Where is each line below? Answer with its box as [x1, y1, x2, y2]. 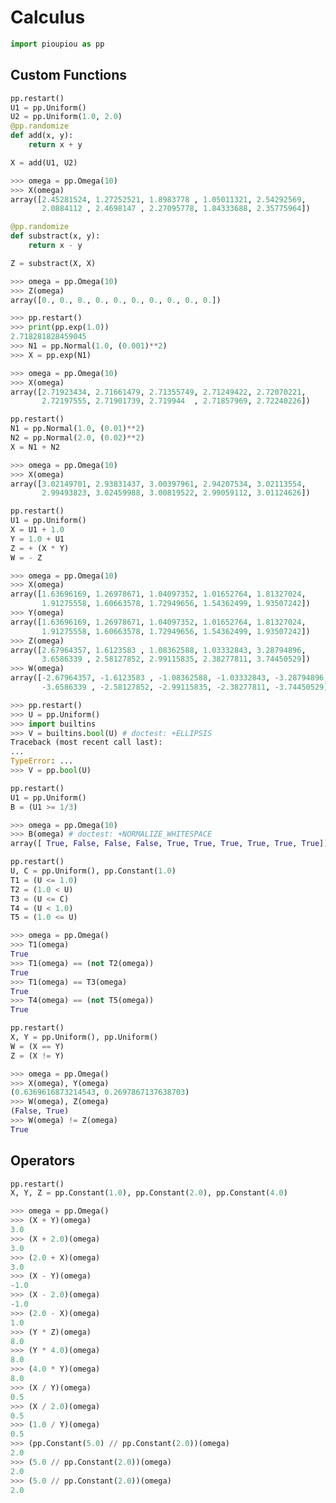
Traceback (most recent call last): [10, 737, 163, 748]
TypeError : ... [10, 756, 74, 766]
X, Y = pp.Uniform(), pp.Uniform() [10, 1032, 159, 1042]
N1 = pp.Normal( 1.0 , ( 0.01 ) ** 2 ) [10, 424, 145, 434]
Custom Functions [10, 67, 128, 84]
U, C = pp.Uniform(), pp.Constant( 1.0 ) [10, 866, 177, 876]
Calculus [10, 6, 86, 29]
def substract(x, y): [10, 231, 101, 241]
